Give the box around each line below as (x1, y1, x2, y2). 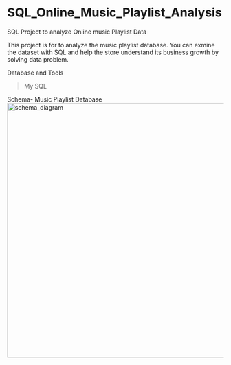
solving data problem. (7, 55, 69, 63)
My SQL (23, 82, 47, 90)
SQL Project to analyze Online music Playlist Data (7, 27, 147, 36)
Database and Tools (7, 69, 64, 77)
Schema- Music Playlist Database (7, 95, 102, 104)
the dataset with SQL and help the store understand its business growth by (7, 48, 219, 56)
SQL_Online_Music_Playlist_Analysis (7, 5, 222, 21)
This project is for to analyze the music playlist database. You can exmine (7, 40, 215, 49)
